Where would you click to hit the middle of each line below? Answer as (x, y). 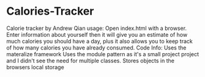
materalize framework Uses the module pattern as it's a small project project (103, 54)
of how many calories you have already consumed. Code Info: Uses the (96, 48)
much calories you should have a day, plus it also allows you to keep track (99, 41)
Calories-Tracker (50, 11)
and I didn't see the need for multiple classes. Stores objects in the (90, 61)
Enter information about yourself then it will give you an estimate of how (97, 34)
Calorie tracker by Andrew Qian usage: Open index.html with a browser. (97, 28)
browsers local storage (35, 67)
